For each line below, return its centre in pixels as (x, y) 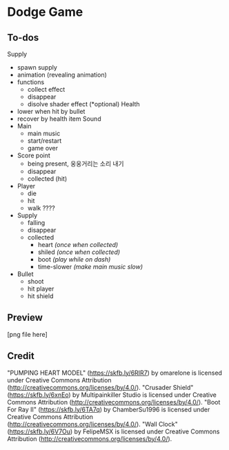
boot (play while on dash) (74, 259)
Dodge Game (45, 12)
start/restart (44, 141)
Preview (25, 318)
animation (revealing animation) (62, 75)
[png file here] (28, 334)
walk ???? (41, 208)
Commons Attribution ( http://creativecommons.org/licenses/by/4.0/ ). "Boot (114, 402)
